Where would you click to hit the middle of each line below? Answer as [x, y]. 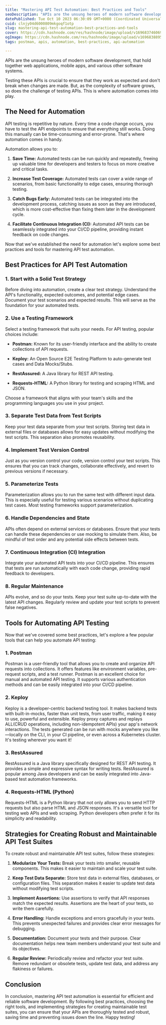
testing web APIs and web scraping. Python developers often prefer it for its [82, 813]
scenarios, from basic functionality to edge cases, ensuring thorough [83, 184]
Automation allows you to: [32, 149]
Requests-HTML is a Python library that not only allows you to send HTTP [80, 803]
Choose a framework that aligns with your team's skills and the [69, 398]
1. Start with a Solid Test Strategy [46, 279]
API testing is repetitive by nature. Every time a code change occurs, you [79, 124]
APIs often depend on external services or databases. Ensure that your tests [83, 529]
